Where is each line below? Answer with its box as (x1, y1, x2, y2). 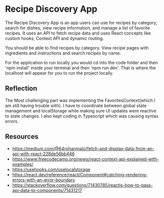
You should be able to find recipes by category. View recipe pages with (5, 45, 149, 51)
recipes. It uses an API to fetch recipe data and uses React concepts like (5, 30, 151, 36)
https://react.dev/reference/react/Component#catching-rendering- (12, 171, 148, 177)
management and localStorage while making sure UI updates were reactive (5, 108, 157, 113)
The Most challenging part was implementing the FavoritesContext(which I (5, 97, 156, 103)
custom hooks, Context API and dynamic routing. (5, 35, 104, 41)
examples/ (12, 161, 33, 167)
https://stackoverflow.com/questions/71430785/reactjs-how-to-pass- (12, 182, 153, 188)
